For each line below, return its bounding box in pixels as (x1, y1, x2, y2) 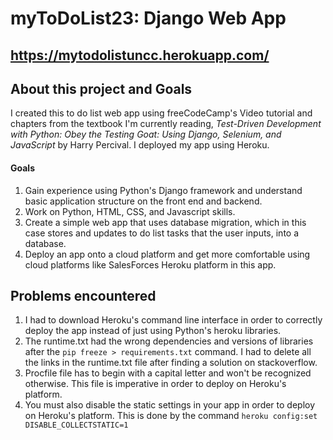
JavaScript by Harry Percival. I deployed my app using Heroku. (10, 139, 270, 151)
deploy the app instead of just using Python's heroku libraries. (24, 325, 282, 337)
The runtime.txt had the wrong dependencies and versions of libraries (24, 335, 314, 347)
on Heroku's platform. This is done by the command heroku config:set (24, 410, 318, 422)
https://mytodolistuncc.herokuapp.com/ (10, 47, 270, 64)
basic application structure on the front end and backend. (24, 195, 263, 207)
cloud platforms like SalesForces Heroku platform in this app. (24, 258, 277, 271)
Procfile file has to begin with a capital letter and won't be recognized (24, 367, 312, 379)
